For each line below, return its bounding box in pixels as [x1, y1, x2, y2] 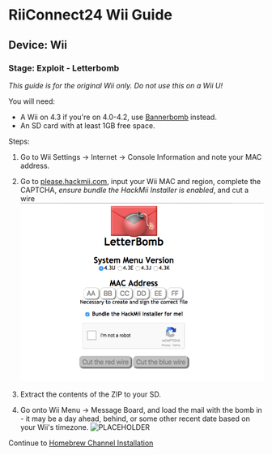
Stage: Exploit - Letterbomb [8, 62, 120, 74]
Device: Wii [8, 38, 67, 52]
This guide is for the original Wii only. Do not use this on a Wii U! [8, 80, 223, 90]
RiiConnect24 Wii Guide [8, 6, 172, 24]
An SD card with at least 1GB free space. [19, 120, 155, 131]
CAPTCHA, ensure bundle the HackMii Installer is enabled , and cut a [19, 185, 249, 195]
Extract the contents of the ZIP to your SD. [19, 389, 162, 399]
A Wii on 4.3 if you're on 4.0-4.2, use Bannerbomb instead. [19, 112, 217, 122]
